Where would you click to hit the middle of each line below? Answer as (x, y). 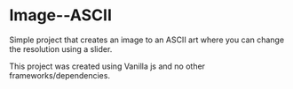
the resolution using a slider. (61, 48)
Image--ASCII (61, 15)
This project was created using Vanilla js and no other (107, 66)
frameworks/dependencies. (60, 75)
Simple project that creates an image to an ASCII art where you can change (147, 40)
